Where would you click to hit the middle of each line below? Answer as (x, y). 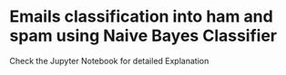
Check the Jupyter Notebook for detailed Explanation (109, 61)
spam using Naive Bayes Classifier (143, 36)
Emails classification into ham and (141, 17)
